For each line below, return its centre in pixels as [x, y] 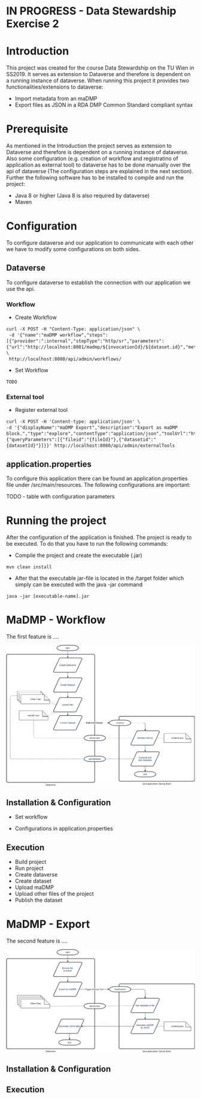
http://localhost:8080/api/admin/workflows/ [65, 359]
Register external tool [41, 410]
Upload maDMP [34, 887]
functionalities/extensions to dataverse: [55, 87]
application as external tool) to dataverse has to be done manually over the [98, 165]
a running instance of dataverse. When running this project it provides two [98, 81]
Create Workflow [36, 317]
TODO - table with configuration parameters [60, 496]
